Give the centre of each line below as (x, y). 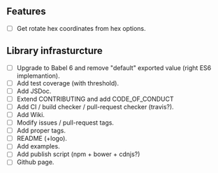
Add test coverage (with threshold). (68, 83)
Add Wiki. (30, 115)
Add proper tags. (41, 131)
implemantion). (38, 76)
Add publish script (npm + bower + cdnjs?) (78, 154)
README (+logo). (42, 139)
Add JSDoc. (34, 91)
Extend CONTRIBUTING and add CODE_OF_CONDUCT (95, 99)
